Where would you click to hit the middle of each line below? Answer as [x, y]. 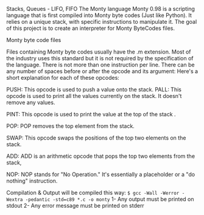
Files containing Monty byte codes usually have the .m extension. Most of [99, 52]
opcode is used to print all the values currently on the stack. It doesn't [94, 96]
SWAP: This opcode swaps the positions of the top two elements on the [96, 138]
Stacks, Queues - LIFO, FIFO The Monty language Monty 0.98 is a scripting [100, 9]
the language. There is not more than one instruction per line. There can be [100, 65]
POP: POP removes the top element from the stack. [71, 126]
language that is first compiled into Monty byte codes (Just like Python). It [99, 15]
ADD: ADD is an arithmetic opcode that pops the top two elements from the [101, 156]
